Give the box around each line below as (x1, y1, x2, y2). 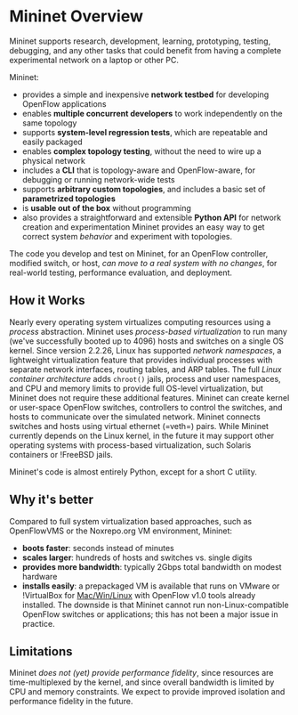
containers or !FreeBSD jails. (9, 449, 114, 459)
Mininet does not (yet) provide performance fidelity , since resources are (9, 668, 274, 678)
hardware (21, 571, 58, 581)
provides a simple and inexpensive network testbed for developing (21, 89, 270, 100)
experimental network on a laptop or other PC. (9, 54, 180, 65)
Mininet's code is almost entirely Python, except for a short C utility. (9, 466, 258, 477)
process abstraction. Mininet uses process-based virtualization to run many (9, 326, 287, 337)
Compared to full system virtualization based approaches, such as (9, 516, 252, 526)
